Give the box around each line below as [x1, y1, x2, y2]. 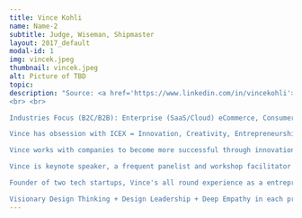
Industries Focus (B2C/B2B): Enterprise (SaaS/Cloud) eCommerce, [9, 114, 259, 123]
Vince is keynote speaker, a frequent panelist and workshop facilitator [9, 162, 292, 171]
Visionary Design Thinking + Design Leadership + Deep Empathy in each [9, 195, 283, 204]
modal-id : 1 [9, 47, 54, 56]
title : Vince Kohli [9, 13, 83, 23]
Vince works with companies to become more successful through [9, 146, 252, 155]
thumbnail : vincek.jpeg [9, 64, 99, 73]
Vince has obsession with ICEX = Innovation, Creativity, [9, 130, 231, 139]
